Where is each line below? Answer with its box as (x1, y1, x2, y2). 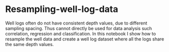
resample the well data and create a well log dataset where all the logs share (5, 36, 164, 42)
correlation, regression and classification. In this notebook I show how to (5, 30, 156, 36)
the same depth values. (5, 41, 54, 47)
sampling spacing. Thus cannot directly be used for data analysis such (5, 25, 152, 31)
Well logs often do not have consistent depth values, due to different (5, 20, 147, 26)
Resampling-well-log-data (5, 3, 119, 15)
